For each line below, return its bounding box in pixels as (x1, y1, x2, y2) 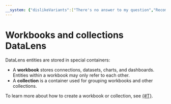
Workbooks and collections (5, 29, 124, 41)
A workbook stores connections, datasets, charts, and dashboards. (12, 66, 155, 73)
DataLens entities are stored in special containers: (5, 57, 110, 63)
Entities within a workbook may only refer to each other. (12, 72, 130, 78)
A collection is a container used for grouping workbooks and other (12, 77, 153, 84)
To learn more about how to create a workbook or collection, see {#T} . (5, 92, 153, 99)
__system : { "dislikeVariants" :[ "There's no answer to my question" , (5, 7, 154, 13)
